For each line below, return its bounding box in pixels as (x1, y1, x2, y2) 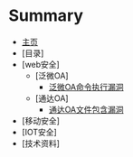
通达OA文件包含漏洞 (48, 104, 124, 115)
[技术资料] (21, 137, 61, 149)
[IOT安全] (21, 126, 58, 137)
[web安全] (21, 59, 60, 69)
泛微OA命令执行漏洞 (48, 81, 124, 92)
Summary (8, 5, 83, 26)
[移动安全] (21, 115, 61, 126)
